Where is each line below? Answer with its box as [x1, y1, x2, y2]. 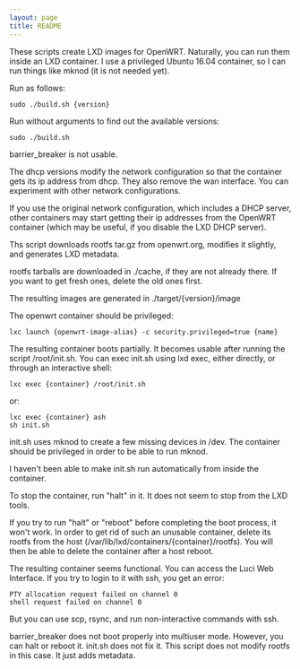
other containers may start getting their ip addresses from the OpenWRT [9, 212, 277, 222]
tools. [9, 500, 30, 510]
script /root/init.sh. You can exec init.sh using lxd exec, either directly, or [9, 352, 276, 363]
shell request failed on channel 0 [9, 597, 142, 606]
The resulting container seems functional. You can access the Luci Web [9, 562, 275, 574]
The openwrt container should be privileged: [9, 310, 174, 321]
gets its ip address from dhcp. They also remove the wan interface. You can [9, 176, 289, 187]
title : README [9, 22, 63, 30]
